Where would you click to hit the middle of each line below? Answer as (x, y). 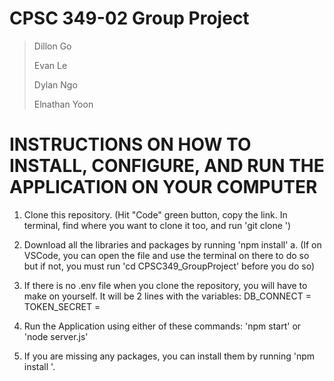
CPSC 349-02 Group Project (129, 18)
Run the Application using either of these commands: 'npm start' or (162, 326)
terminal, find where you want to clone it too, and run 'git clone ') (157, 225)
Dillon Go (52, 46)
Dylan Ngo (55, 84)
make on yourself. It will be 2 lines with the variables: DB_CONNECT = (167, 296)
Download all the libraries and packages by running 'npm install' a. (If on (172, 244)
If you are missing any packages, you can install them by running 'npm (169, 356)
